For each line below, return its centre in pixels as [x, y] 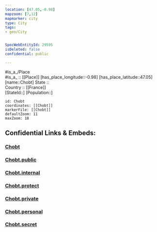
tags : [10, 28]
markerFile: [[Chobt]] [28, 110]
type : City [16, 23]
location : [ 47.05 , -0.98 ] [30, 9]
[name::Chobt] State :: [27, 82]
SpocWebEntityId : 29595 [29, 45]
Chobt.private [22, 199]
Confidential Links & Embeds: [50, 133]
